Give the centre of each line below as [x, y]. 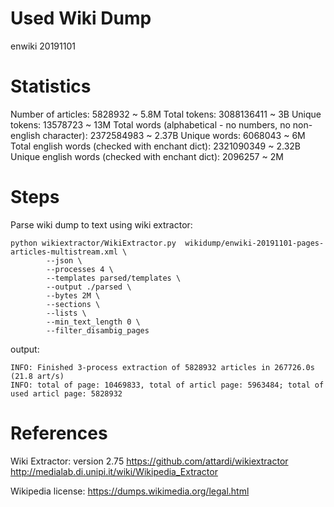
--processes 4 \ [80, 269]
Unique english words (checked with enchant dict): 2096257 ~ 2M [147, 156]
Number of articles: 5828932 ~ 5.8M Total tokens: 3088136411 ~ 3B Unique [166, 114]
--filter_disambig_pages [98, 330]
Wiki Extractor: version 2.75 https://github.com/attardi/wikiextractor [149, 461]
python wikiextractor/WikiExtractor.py [93, 243]
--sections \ [73, 304]
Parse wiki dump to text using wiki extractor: [101, 224]
